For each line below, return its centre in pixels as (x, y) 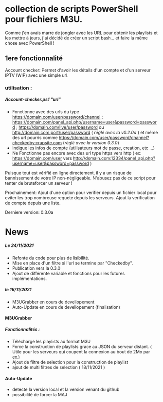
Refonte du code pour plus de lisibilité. (51, 258)
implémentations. (29, 279)
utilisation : (19, 87)
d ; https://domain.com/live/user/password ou (58, 127)
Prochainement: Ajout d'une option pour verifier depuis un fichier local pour (81, 192)
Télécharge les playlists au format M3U (51, 342)
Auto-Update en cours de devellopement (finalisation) (66, 307)
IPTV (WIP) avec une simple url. (37, 75)
